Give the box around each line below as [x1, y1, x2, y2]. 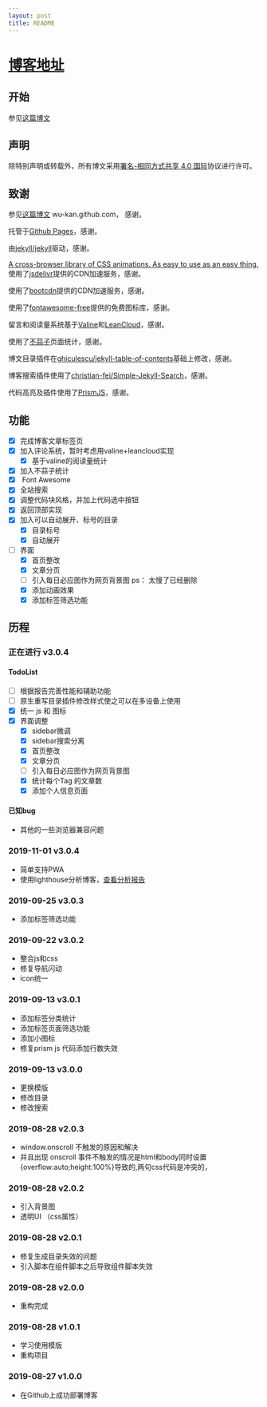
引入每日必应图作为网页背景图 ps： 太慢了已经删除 [31, 575, 198, 585]
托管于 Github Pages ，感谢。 [8, 227, 102, 236]
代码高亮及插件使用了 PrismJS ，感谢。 [8, 388, 134, 398]
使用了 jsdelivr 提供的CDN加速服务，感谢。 [8, 269, 146, 279]
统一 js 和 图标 [19, 706, 67, 715]
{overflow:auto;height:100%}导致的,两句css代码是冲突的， [19, 1163, 212, 1172]
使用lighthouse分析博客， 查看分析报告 [19, 874, 146, 884]
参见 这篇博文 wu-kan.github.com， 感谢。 [8, 209, 146, 220]
